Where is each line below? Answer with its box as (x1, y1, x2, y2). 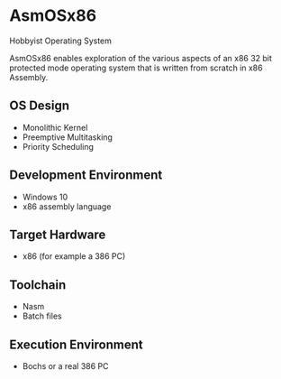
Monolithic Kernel (22, 122, 88, 133)
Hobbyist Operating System (9, 35, 113, 46)
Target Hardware (9, 226, 106, 242)
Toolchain (9, 277, 67, 292)
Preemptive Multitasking (22, 132, 113, 143)
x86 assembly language (22, 200, 112, 212)
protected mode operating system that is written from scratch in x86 (9, 62, 263, 73)
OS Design (9, 98, 70, 114)
